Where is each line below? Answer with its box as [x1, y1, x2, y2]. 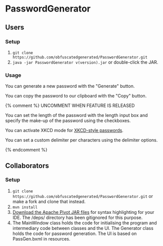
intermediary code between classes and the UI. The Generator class [12, 225, 154, 231]
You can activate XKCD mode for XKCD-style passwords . [5, 128, 124, 134]
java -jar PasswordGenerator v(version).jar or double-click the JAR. [12, 59, 158, 65]
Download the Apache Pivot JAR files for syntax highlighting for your [12, 209, 154, 215]
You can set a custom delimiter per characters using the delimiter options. [5, 137, 158, 143]
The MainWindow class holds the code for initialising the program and [12, 219, 157, 226]
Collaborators [5, 161, 49, 170]
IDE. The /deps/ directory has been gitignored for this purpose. [12, 214, 143, 220]
